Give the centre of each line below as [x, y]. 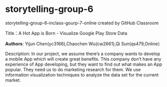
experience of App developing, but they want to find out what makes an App [84, 64]
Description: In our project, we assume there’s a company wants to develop [83, 54]
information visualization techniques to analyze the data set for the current [82, 75]
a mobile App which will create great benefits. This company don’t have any [83, 59]
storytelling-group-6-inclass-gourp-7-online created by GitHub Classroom [82, 23]
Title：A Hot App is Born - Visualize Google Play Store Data [66, 33]
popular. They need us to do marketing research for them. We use [73, 69]
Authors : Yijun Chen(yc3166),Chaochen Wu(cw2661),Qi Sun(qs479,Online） [84, 44]
